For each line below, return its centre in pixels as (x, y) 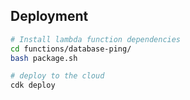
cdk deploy (33, 85)
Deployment (49, 16)
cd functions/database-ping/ (71, 49)
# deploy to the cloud (57, 76)
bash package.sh (44, 58)
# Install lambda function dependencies (96, 39)
